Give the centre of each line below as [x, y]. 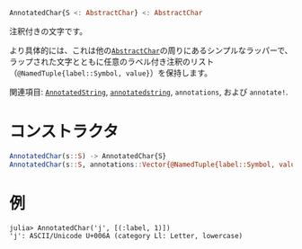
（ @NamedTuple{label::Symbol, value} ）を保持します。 [111, 73]
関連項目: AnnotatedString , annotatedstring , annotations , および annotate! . [149, 92]
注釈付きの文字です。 [49, 31]
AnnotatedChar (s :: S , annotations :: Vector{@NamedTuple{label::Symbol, [142, 165]
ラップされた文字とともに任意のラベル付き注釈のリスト [111, 61]
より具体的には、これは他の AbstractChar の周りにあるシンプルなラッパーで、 [151, 50]
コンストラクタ [64, 132]
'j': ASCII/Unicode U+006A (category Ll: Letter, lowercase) [126, 236]
